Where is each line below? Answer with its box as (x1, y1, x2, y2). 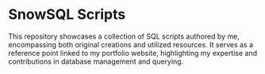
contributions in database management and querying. (8, 57, 184, 66)
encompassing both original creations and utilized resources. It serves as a (8, 39, 254, 49)
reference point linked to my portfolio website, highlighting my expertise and (8, 48, 258, 57)
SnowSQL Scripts (8, 6, 126, 24)
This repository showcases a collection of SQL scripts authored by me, (8, 31, 240, 41)
